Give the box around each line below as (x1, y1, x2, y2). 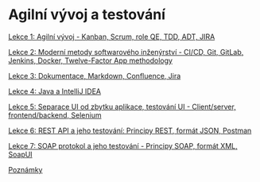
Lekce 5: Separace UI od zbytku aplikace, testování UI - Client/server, (8, 102, 236, 111)
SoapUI (8, 149, 33, 159)
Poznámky (8, 165, 43, 174)
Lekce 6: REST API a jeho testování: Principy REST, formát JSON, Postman (8, 126, 252, 135)
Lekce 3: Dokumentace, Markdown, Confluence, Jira (8, 71, 181, 80)
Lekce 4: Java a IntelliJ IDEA (8, 86, 102, 96)
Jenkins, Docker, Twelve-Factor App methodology (8, 56, 173, 65)
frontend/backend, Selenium (8, 110, 102, 120)
